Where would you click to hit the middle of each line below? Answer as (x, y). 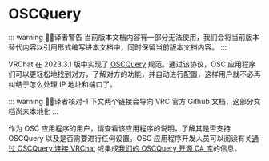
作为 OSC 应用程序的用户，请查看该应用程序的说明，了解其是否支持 (119, 128)
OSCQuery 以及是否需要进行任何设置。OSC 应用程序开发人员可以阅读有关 (130, 138)
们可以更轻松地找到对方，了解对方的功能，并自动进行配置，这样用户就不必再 (134, 74)
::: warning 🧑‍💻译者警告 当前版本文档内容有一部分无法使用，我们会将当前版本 (134, 37)
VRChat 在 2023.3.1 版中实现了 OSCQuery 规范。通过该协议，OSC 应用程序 (132, 64)
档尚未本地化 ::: (34, 111)
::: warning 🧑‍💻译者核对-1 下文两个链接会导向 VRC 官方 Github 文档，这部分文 (134, 101)
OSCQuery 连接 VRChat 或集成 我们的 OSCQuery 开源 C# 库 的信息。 (129, 148)
